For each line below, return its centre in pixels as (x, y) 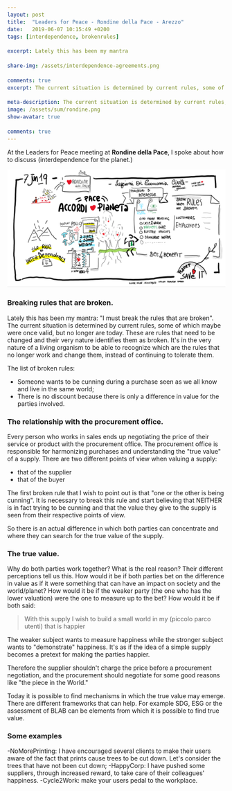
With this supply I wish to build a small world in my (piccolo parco (117, 619)
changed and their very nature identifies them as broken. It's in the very (109, 340)
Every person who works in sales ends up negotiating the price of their (108, 436)
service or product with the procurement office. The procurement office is (113, 444)
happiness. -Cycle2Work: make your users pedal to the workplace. (102, 781)
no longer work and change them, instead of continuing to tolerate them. (111, 355)
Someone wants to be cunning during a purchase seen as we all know (117, 382)
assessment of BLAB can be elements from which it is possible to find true (113, 711)
